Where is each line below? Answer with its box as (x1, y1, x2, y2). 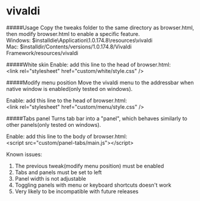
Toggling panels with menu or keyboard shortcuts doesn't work (14, 181, 172, 188)
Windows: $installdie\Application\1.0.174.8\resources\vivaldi (6, 36, 153, 44)
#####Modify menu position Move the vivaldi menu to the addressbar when (6, 79, 194, 86)
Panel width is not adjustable (14, 175, 86, 182)
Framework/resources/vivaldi (6, 49, 79, 56)
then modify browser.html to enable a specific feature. (6, 30, 140, 37)
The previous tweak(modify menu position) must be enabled (14, 162, 164, 169)
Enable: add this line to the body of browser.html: (6, 133, 128, 140)
